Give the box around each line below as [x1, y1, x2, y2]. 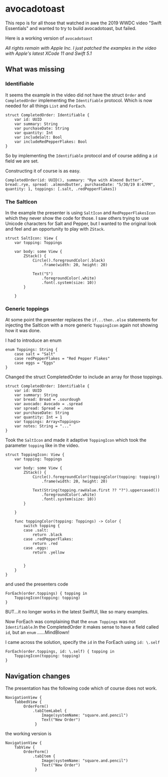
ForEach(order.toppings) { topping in [5, 591, 87, 596]
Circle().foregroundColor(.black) [32, 257, 106, 263]
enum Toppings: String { [5, 347, 58, 352]
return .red [32, 541, 58, 546]
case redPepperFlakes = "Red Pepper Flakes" [14, 356, 110, 361]
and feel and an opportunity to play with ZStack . [5, 225, 105, 232]
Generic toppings [5, 305, 49, 312]
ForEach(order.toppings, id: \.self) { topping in [5, 649, 115, 654]
